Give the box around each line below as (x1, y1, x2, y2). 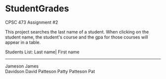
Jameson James (5, 63, 39, 69)
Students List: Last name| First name (5, 49, 80, 55)
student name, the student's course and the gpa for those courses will (5, 34, 148, 40)
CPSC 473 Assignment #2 (5, 19, 58, 25)
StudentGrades (5, 3, 69, 14)
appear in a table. (5, 39, 41, 45)
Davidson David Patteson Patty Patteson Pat (5, 68, 95, 74)
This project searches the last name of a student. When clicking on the (5, 29, 149, 35)
